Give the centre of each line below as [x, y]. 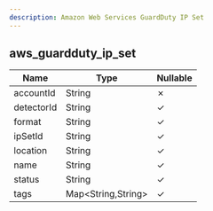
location [30, 151]
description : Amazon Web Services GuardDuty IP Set [106, 17]
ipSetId [28, 137]
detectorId [35, 107]
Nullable [174, 78]
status [27, 180]
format [28, 122]
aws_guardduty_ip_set [73, 54]
